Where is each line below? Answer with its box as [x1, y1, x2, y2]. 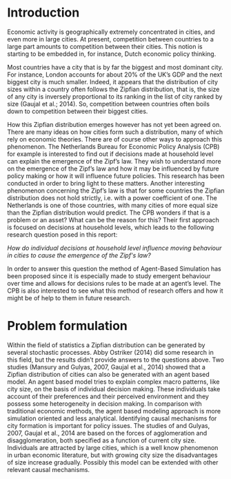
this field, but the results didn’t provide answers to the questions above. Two [7, 355, 224, 364]
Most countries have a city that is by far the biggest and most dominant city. [7, 63, 223, 71]
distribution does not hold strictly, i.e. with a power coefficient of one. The [7, 193, 217, 202]
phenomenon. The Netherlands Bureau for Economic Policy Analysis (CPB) [7, 142, 220, 150]
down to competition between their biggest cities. [7, 107, 148, 115]
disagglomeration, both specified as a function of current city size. [7, 436, 197, 444]
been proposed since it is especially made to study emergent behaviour [7, 271, 211, 280]
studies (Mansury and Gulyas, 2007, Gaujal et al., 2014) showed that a [7, 362, 205, 371]
